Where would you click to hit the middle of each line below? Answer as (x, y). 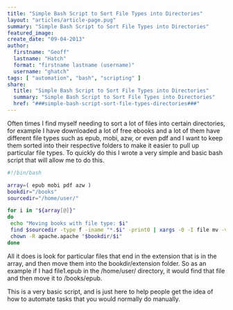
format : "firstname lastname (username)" (74, 65)
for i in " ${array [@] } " (42, 211)
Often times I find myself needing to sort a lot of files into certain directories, (116, 123)
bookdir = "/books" (32, 192)
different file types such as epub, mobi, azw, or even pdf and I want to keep (115, 138)
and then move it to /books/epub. (55, 278)
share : (17, 84)
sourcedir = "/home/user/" (43, 198)
